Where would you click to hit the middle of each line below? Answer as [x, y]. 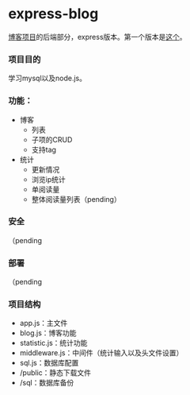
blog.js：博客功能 [48, 333]
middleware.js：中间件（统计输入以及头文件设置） [101, 353]
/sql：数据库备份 [47, 383]
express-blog [53, 14]
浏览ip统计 [48, 179]
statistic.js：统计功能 [53, 343]
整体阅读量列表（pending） [76, 199]
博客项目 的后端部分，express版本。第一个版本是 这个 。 [98, 37]
